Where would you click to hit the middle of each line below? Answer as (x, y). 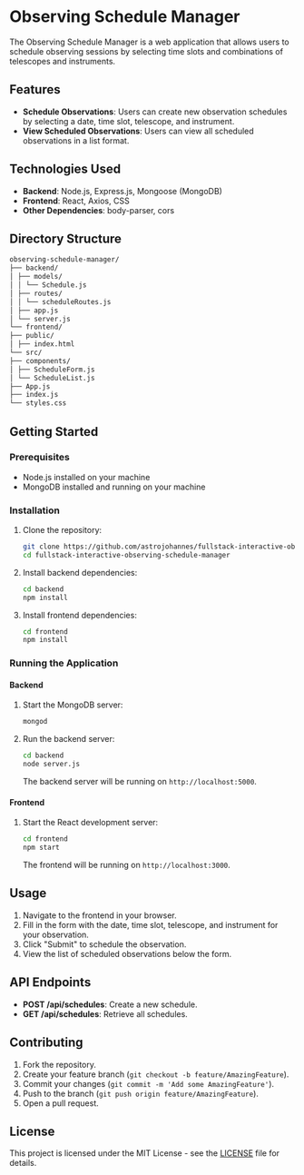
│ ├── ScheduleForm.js (52, 370)
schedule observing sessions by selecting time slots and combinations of (147, 51)
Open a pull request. (61, 1103)
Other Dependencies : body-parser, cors (98, 210)
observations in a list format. (76, 140)
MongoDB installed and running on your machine (114, 487)
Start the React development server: (90, 823)
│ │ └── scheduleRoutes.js (60, 301)
